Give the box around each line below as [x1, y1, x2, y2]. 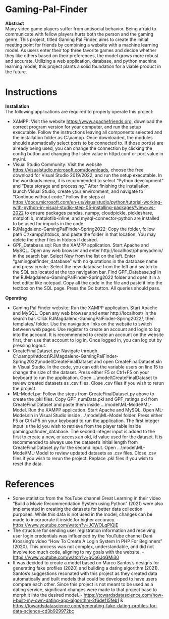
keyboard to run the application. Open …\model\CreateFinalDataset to [12, 375, 158, 381]
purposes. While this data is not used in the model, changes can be [12, 511, 153, 517]
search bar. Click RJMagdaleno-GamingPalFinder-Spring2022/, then [12, 315, 155, 321]
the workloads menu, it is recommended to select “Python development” [12, 177, 164, 183]
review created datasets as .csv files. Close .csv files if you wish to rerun [12, 380, 164, 386]
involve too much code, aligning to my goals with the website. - [12, 549, 144, 555]
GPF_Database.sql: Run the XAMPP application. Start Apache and [12, 242, 149, 248]
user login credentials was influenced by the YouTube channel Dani [12, 532, 153, 539]
